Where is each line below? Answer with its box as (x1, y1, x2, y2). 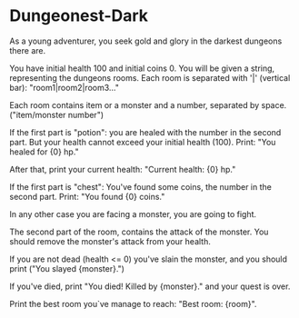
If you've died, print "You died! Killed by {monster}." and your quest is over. (9, 281, 291, 292)
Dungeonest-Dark (9, 5, 148, 26)
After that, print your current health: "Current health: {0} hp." (9, 164, 236, 174)
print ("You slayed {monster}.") (9, 263, 125, 273)
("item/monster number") (9, 109, 105, 120)
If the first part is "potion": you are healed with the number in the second (9, 126, 282, 137)
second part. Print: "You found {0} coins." (9, 191, 165, 202)
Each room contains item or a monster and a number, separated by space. (9, 99, 287, 110)
